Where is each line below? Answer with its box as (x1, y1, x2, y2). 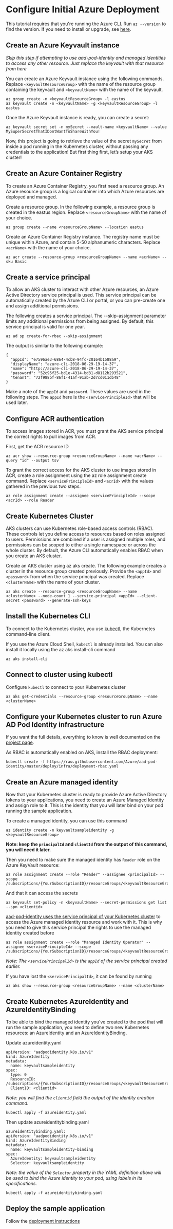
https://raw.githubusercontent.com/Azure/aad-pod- (47, 759, 158, 764)
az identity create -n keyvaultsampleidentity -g (6, 828, 114, 833)
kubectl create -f (6, 759, 45, 764)
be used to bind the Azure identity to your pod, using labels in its (6, 1175, 143, 1181)
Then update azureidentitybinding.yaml (6, 1119, 89, 1125)
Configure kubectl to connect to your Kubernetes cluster (6, 684, 126, 690)
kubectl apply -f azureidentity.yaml (6, 1110, 87, 1115)
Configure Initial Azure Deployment (6, 4, 160, 15)
